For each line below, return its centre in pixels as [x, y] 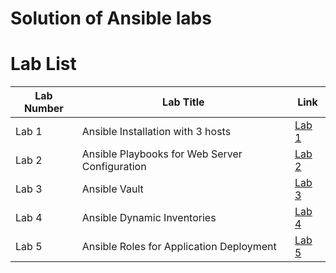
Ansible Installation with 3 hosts [156, 132]
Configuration [114, 167]
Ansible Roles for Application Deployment [179, 247]
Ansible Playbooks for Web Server [162, 154]
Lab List [43, 64]
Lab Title [183, 102]
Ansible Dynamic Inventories [149, 218]
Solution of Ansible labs [111, 18]
